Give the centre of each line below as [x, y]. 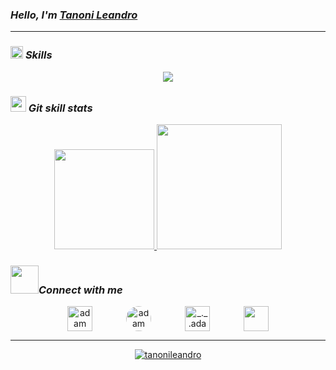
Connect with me [80, 290]
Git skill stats [60, 108]
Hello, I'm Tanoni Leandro [74, 15]
